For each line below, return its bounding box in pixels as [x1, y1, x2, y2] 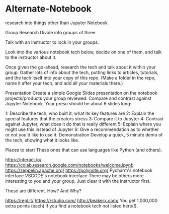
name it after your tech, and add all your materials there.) [5, 80, 123, 86]
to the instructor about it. [5, 54, 57, 60]
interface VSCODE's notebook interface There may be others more [5, 172, 144, 179]
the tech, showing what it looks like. [5, 137, 79, 143]
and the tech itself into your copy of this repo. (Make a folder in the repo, [5, 75, 156, 81]
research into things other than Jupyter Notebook [5, 20, 108, 26]
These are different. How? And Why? [5, 187, 81, 194]
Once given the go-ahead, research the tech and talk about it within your [5, 64, 156, 70]
